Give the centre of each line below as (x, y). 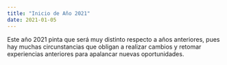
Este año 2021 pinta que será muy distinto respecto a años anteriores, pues (113, 39)
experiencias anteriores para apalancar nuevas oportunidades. (96, 54)
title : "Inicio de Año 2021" (49, 13)
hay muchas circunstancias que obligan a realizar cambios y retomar (104, 47)
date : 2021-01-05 (32, 20)
